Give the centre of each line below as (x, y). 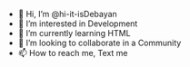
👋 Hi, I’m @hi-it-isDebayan (68, 14)
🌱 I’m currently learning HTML (74, 33)
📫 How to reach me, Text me (73, 53)
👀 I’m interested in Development (78, 24)
